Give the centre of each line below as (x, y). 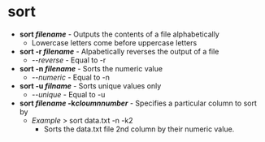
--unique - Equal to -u (68, 94)
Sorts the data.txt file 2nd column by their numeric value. (139, 129)
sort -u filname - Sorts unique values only (90, 86)
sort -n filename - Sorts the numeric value (91, 68)
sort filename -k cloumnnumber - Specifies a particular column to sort (138, 103)
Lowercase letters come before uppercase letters (114, 42)
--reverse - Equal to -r (69, 60)
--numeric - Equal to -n (71, 77)
